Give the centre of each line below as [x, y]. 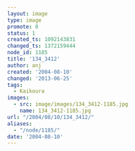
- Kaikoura [29, 91]
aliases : [20, 124]
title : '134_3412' [34, 59]
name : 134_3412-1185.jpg [55, 111]
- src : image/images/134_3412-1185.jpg [71, 104]
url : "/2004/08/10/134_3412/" [51, 117]
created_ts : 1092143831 [42, 40]
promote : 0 [23, 26]
